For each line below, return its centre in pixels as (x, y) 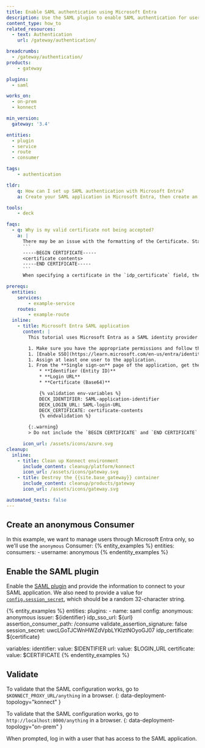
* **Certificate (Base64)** (75, 382)
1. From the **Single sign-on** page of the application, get (109, 365)
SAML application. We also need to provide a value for (74, 593)
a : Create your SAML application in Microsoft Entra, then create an (108, 197)
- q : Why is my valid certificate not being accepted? (83, 230)
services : (30, 297)
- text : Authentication (42, 35)
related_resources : (31, 29)
